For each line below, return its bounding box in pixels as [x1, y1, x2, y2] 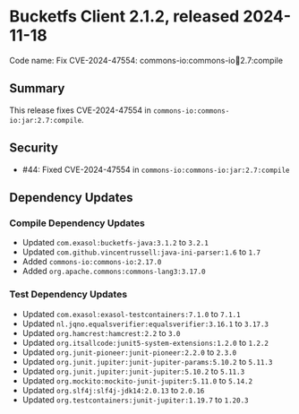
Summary [9, 81, 65, 96]
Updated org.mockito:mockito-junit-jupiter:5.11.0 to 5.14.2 [21, 375, 253, 386]
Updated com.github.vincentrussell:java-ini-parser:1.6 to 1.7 [21, 246, 261, 257]
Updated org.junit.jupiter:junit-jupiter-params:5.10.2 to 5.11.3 [21, 356, 273, 367]
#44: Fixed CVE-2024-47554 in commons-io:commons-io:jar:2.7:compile [21, 164, 290, 175]
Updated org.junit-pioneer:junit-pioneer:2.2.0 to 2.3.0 [21, 347, 237, 358]
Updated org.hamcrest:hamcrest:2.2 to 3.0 [21, 327, 181, 338]
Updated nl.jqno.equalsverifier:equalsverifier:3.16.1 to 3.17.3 [21, 318, 269, 329]
